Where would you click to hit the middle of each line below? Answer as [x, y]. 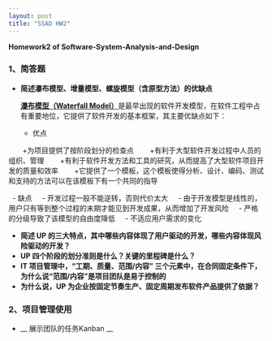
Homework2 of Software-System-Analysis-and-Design [104, 46]
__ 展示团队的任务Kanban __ [67, 329]
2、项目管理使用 [40, 309]
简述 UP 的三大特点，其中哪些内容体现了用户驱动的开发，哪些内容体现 [137, 235]
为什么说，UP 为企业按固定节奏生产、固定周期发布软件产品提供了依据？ [140, 286]
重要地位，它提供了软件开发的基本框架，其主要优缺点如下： [127, 115]
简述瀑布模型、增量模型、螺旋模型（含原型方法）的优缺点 [116, 88]
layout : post [30, 16]
